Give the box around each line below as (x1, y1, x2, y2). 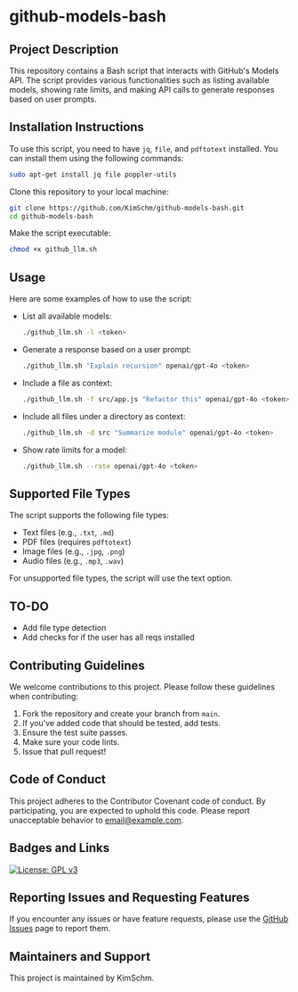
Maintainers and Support (9, 948, 151, 964)
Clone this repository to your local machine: (9, 186, 169, 197)
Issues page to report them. (9, 923, 111, 934)
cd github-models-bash (9, 211, 93, 220)
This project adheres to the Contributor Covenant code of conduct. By (9, 796, 267, 806)
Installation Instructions (9, 120, 145, 135)
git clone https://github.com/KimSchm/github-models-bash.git (9, 203, 245, 212)
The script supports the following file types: (9, 510, 169, 521)
